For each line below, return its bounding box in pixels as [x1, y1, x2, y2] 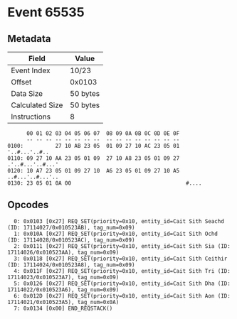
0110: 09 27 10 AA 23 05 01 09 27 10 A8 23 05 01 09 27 [7, 155, 180, 162]
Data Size [11, 89, 43, 98]
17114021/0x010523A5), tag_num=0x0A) [7, 298, 120, 306]
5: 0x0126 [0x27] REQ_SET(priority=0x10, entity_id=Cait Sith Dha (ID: [14, 280, 231, 287]
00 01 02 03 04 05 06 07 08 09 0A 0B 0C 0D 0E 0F [26, 130, 180, 137]
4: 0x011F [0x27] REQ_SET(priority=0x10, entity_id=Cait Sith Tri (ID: [14, 267, 231, 274]
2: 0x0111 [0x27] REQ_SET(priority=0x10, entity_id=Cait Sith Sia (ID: [14, 242, 231, 249]
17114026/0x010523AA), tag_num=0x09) [7, 249, 120, 256]
